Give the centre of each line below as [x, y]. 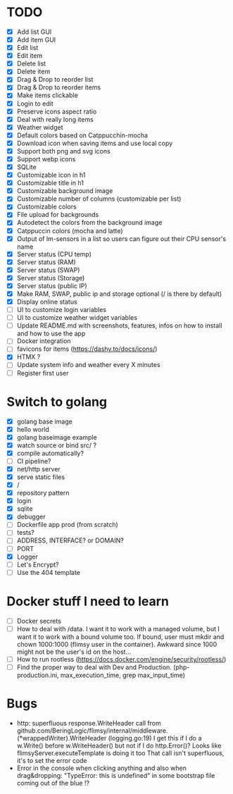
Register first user [43, 373]
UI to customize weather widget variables [77, 318]
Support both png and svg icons [63, 151]
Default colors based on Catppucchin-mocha [82, 135]
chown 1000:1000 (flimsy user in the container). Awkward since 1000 [117, 644]
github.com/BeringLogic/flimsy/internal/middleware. [92, 731]
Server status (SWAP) [48, 270]
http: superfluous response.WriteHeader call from [89, 723]
